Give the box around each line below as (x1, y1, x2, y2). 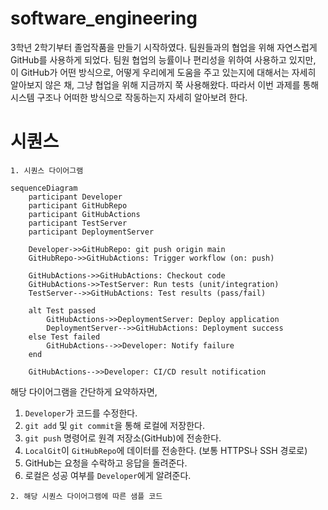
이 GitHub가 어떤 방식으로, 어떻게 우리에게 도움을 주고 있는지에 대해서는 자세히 (10, 66, 317, 78)
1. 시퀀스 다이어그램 (10, 165, 84, 176)
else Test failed (28, 332, 101, 342)
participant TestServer (28, 218, 128, 228)
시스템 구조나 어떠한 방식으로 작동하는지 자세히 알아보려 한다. (10, 91, 248, 103)
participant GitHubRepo (28, 200, 128, 211)
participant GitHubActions (28, 209, 141, 219)
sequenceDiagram (10, 183, 78, 193)
